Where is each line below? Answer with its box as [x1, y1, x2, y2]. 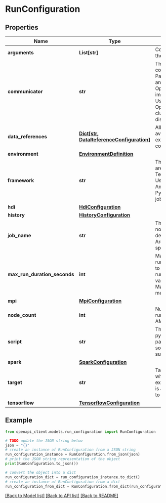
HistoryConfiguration [79, 211, 130, 218]
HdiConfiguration [79, 204, 121, 210]
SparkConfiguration [79, 359, 127, 365]
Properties [5, 23, 39, 32]
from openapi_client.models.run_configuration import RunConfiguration [5, 429, 156, 434]
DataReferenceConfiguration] [79, 136, 151, 143]
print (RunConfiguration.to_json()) [5, 461, 79, 466]
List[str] [79, 49, 99, 56]
